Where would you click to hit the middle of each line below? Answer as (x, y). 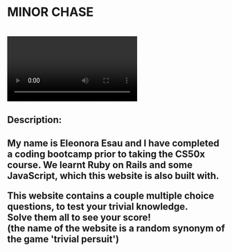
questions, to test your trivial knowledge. (98, 207)
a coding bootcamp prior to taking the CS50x (106, 154)
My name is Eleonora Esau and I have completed (113, 143)
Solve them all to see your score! (79, 218)
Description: (35, 120)
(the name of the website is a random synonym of (116, 229)
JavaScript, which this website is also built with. (113, 176)
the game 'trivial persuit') (63, 239)
